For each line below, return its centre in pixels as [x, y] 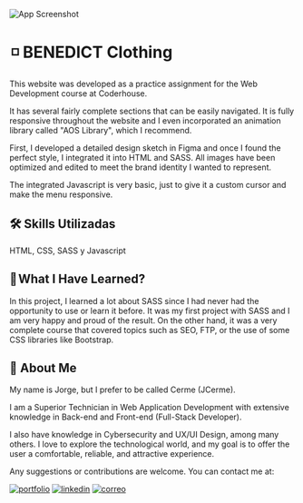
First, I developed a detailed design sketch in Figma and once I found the [145, 148]
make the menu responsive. [61, 194]
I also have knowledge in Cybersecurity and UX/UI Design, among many [144, 435]
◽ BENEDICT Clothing [92, 52]
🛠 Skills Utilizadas [63, 224]
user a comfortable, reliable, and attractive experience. [112, 454]
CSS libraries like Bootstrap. [62, 340]
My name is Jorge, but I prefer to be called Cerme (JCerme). [122, 390]
